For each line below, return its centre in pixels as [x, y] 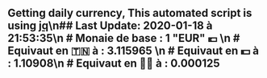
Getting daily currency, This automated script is [130, 13]
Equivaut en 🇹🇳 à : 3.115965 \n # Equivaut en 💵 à [133, 51]
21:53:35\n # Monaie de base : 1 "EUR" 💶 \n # [124, 38]
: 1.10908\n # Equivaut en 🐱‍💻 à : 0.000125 [114, 64]
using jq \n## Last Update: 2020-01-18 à [110, 26]
